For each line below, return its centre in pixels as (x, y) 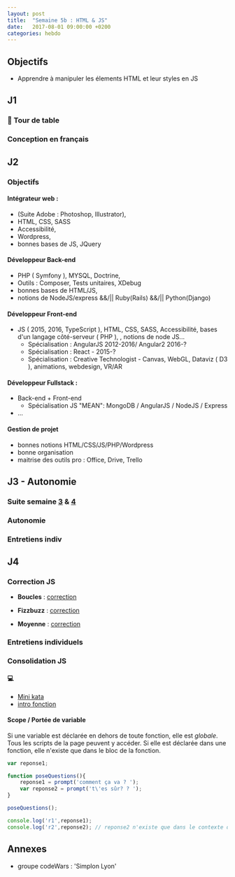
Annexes (27, 849)
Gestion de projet (33, 429)
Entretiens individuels (45, 642)
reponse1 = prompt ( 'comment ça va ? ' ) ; (79, 782)
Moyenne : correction (49, 624)
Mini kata (30, 696)
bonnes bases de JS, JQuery (59, 244)
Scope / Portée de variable (47, 720)
